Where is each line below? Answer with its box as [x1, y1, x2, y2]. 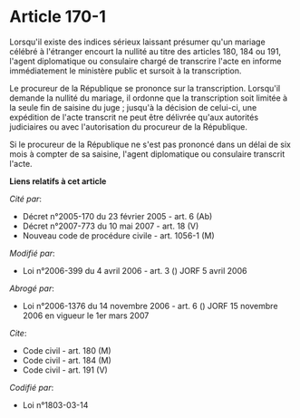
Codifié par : [9, 382, 54, 393]
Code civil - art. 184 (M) [22, 355, 111, 365]
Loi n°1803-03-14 [22, 399, 89, 410]
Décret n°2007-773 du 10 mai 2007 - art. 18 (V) [22, 220, 199, 231]
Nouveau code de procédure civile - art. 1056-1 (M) [22, 229, 215, 241]
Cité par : [9, 193, 43, 204]
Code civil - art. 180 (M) [22, 345, 111, 355]
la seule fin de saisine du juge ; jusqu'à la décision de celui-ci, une [9, 102, 257, 112]
